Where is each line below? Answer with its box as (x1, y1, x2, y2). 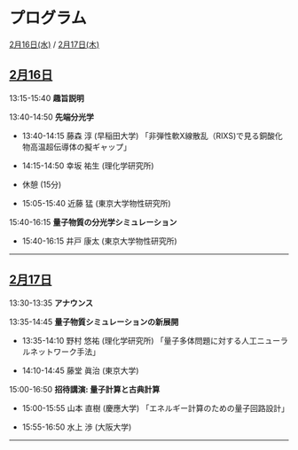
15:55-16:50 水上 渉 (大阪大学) (21, 422, 132, 432)
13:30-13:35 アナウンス (9, 298, 94, 308)
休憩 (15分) (21, 179, 62, 190)
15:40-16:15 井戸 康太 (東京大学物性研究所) (21, 236, 177, 246)
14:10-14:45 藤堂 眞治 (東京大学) (21, 365, 139, 376)
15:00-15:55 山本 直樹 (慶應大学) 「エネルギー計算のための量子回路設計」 (21, 402, 290, 413)
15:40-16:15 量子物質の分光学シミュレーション (9, 216, 177, 227)
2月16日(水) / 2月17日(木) (9, 39, 100, 50)
